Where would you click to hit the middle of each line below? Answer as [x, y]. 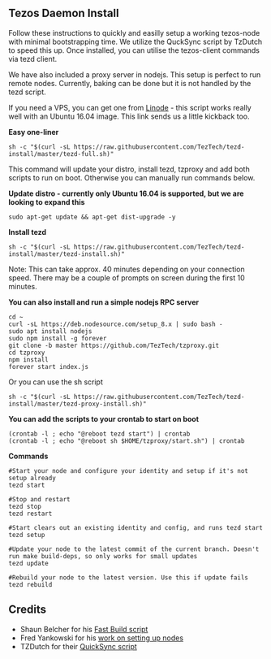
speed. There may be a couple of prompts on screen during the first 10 [127, 277]
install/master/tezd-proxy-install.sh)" [78, 404]
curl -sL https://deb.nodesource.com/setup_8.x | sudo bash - [116, 324]
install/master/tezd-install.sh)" [67, 254]
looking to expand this [47, 202]
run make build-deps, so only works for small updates [103, 556]
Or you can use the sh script [56, 382]
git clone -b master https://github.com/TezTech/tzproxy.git [114, 345]
